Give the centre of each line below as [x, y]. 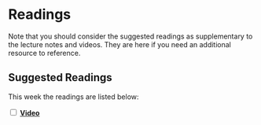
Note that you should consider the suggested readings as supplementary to [130, 36]
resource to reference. [44, 53]
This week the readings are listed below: [74, 97]
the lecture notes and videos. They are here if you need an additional [120, 44]
